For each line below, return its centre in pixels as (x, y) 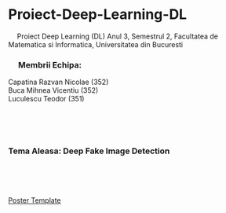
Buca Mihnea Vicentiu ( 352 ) (53, 90)
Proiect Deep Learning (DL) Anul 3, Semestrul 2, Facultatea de (117, 36)
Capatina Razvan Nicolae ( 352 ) (58, 82)
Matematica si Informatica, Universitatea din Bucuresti (95, 44)
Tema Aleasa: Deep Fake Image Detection (89, 151)
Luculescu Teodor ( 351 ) (46, 99)
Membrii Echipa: (50, 64)
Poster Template (35, 200)
